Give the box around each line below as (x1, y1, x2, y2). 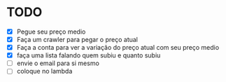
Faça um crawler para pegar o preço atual (16, 36, 138, 43)
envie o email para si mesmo (16, 59, 99, 67)
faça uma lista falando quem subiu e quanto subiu (16, 51, 161, 60)
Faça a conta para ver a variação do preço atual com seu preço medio (16, 43, 220, 52)
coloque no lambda (16, 67, 73, 76)
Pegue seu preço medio (16, 27, 86, 36)
